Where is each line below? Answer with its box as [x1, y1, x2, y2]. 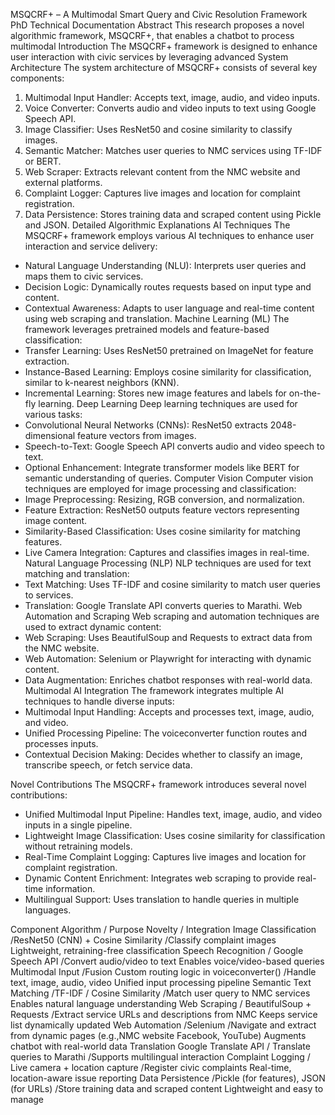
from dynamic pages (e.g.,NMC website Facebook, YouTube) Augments [10, 1030, 307, 1041]
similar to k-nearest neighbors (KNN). [24, 377, 180, 388]
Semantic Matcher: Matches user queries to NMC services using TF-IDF [24, 145, 323, 156]
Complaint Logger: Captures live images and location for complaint [24, 187, 301, 199]
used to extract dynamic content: [24, 621, 162, 633]
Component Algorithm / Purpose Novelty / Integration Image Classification [10, 924, 317, 935]
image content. [24, 515, 88, 526]
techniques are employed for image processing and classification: [24, 483, 297, 494]
